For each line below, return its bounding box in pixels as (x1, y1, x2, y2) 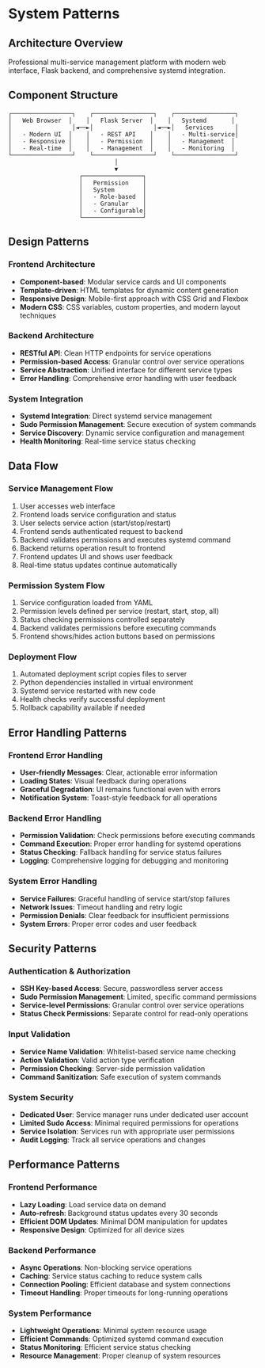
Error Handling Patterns (8, 726, 127, 739)
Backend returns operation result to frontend (19, 543, 166, 553)
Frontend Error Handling (8, 749, 103, 760)
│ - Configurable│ (78, 207, 147, 215)
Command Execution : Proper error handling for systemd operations (19, 839, 241, 848)
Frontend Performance (8, 1182, 97, 1193)
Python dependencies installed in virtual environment (19, 678, 194, 688)
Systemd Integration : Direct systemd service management (19, 411, 213, 421)
